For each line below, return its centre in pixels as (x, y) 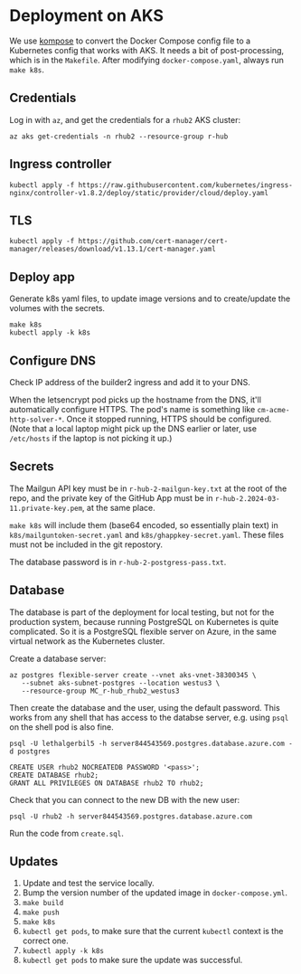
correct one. (46, 941)
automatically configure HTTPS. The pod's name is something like (132, 409)
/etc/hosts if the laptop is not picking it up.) (91, 438)
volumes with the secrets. (57, 308)
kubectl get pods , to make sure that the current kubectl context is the (153, 931)
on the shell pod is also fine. (62, 727)
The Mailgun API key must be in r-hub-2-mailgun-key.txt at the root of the (148, 488)
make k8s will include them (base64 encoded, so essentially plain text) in (144, 525)
